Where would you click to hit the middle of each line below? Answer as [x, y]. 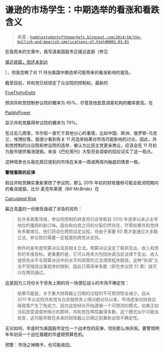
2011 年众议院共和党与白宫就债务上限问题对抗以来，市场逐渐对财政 [84, 299]
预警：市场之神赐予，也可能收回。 [39, 345]
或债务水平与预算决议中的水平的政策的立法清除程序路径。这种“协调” [85, 260]
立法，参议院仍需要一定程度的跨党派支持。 [60, 237]
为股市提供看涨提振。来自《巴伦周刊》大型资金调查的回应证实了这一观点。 [80, 151]
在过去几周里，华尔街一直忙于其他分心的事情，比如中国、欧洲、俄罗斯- [77, 133]
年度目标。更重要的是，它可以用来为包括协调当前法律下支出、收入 [92, 254]
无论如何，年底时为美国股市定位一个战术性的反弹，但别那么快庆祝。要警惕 [80, 328]
